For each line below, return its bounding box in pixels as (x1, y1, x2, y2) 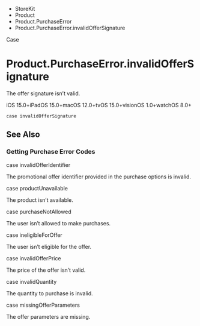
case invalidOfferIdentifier (6, 161, 71, 168)
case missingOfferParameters (6, 301, 80, 309)
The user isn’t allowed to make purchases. (6, 219, 111, 227)
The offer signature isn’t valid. (6, 90, 80, 97)
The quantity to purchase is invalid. (6, 289, 93, 297)
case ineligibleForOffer (6, 231, 63, 239)
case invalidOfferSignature (6, 113, 77, 119)
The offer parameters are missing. (6, 313, 91, 320)
